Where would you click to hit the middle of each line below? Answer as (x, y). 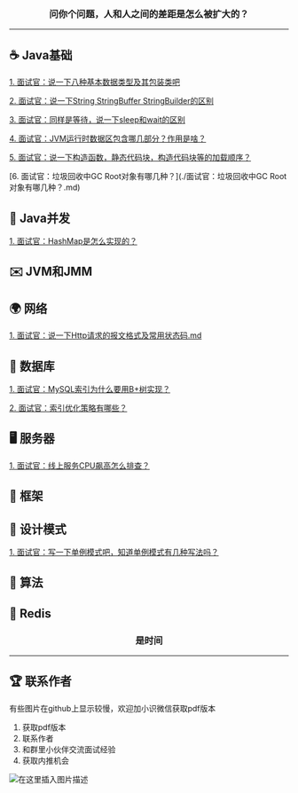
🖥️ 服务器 (32, 439)
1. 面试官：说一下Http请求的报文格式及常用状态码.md (106, 335)
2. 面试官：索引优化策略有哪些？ (68, 408)
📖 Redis (30, 613)
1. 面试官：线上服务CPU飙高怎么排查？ (80, 465)
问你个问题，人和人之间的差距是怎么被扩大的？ (149, 13)
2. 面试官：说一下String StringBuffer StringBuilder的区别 (112, 101)
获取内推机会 (45, 760)
